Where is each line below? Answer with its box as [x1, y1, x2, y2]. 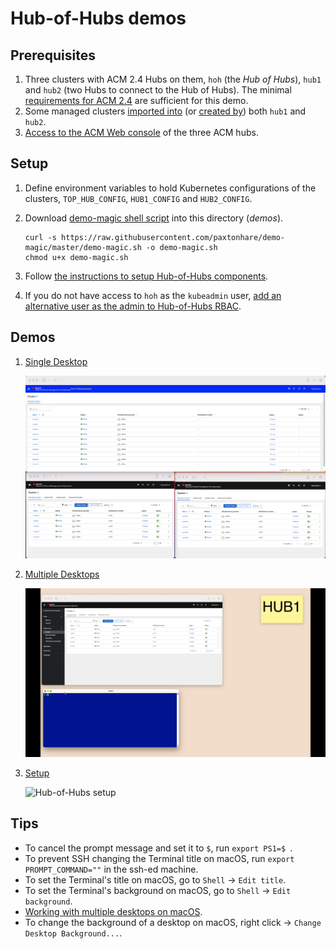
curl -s [24, 232, 57, 242]
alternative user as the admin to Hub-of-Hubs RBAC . [24, 300, 242, 312]
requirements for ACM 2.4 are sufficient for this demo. [24, 95, 249, 106]
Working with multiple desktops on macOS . [24, 905, 203, 917]
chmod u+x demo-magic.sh [24, 252, 129, 262]
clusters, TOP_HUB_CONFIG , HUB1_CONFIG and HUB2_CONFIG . [24, 192, 253, 204]
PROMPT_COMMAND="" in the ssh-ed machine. [24, 863, 199, 875]
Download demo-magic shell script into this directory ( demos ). [24, 212, 284, 224]
